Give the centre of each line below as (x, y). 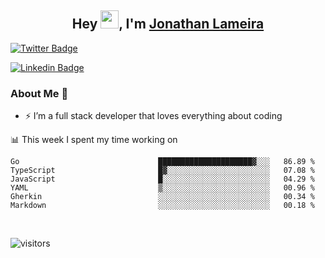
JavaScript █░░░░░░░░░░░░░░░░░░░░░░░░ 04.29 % (162, 179)
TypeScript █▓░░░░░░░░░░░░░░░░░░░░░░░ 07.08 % (162, 171)
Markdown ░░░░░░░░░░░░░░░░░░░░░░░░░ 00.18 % (162, 206)
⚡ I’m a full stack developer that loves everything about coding (153, 116)
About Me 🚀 (39, 93)
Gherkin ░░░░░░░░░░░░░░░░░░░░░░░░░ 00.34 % (162, 197)
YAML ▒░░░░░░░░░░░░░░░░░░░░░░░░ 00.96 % (162, 188)
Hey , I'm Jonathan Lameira (168, 24)
